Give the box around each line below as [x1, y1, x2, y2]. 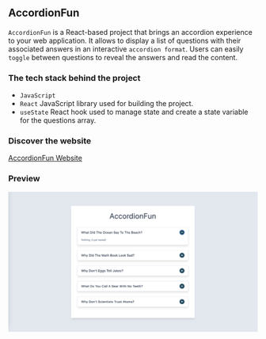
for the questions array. [19, 116, 97, 125]
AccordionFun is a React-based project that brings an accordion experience [8, 27, 253, 36]
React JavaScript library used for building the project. [19, 99, 194, 109]
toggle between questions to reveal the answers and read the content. [8, 52, 238, 62]
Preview [8, 173, 40, 185]
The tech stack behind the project [8, 72, 141, 83]
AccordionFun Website [8, 154, 83, 163]
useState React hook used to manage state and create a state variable [19, 107, 249, 117]
